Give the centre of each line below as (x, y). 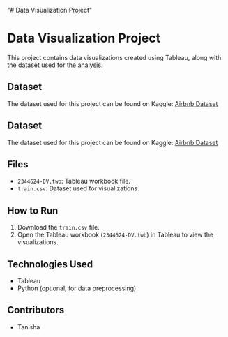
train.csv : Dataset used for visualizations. (78, 188)
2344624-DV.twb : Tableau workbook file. (74, 181)
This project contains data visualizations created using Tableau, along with (114, 57)
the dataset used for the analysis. (55, 65)
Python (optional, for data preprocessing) (77, 288)
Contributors (36, 310)
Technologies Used (50, 264)
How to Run (33, 210)
